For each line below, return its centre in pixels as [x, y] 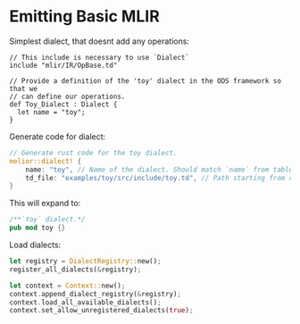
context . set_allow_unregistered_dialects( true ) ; [101, 311]
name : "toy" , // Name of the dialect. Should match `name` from [147, 170]
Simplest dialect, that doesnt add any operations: [100, 41]
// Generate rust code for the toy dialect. [93, 153]
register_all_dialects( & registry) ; [75, 270]
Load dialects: [35, 245]
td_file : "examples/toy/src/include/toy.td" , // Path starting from [155, 178]
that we [24, 88]
